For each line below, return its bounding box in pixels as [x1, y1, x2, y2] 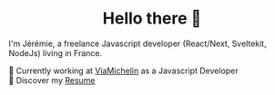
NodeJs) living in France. [8, 47, 102, 58]
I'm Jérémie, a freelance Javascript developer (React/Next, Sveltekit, [8, 38, 267, 49]
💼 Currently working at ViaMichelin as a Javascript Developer [8, 65, 239, 76]
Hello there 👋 [102, 8, 202, 29]
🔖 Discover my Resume [8, 74, 97, 85]
